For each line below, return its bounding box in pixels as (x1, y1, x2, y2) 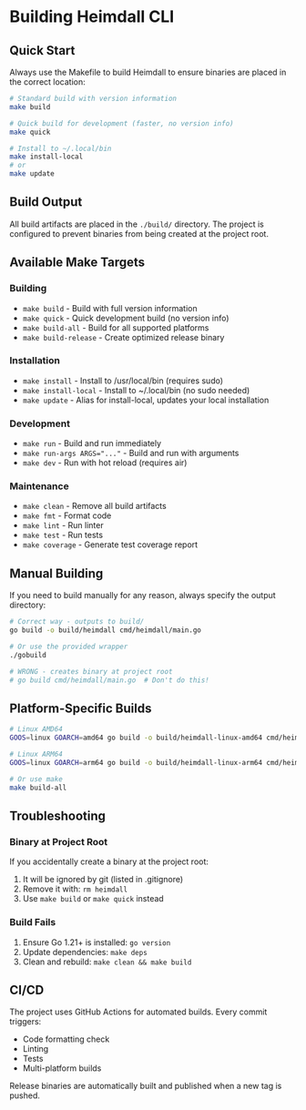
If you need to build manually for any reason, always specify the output (9, 590, 276, 601)
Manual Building (9, 565, 104, 581)
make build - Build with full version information (22, 302, 198, 313)
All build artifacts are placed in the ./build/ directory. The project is (9, 219, 264, 229)
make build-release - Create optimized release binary (22, 331, 225, 342)
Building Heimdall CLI (9, 6, 175, 27)
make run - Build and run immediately (22, 438, 162, 449)
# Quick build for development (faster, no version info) (9, 118, 234, 128)
